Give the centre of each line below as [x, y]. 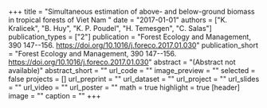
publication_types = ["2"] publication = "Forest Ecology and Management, [130, 37]
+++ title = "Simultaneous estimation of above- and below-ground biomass [132, 12]
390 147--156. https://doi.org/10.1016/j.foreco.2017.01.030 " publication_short [133, 45]
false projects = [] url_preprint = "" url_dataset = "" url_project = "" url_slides [134, 79]
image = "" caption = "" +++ [55, 96]
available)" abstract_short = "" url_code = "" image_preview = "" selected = [132, 70]
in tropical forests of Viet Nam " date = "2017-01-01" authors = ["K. [118, 20]
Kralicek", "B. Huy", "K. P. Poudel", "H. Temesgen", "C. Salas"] [110, 28]
